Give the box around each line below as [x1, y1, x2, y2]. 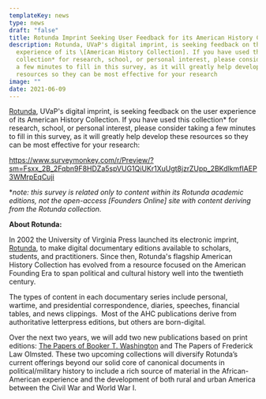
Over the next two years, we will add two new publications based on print [9, 333, 248, 342]
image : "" [9, 77, 42, 85]
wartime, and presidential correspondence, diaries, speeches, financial [9, 301, 240, 311]
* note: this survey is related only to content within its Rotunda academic [9, 187, 244, 198]
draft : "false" [9, 26, 59, 34]
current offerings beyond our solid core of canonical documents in [9, 358, 225, 367]
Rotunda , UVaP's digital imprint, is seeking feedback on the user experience [9, 107, 257, 116]
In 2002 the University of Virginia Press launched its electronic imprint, [9, 235, 239, 245]
